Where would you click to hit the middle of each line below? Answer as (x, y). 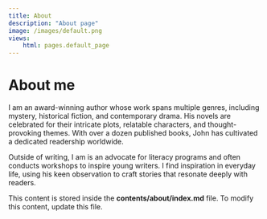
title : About (30, 16)
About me (42, 85)
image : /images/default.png (55, 30)
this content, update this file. (55, 207)
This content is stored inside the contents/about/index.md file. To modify (131, 198)
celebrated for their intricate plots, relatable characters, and (107, 124)
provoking (25, 133)
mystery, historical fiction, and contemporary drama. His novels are (120, 116)
